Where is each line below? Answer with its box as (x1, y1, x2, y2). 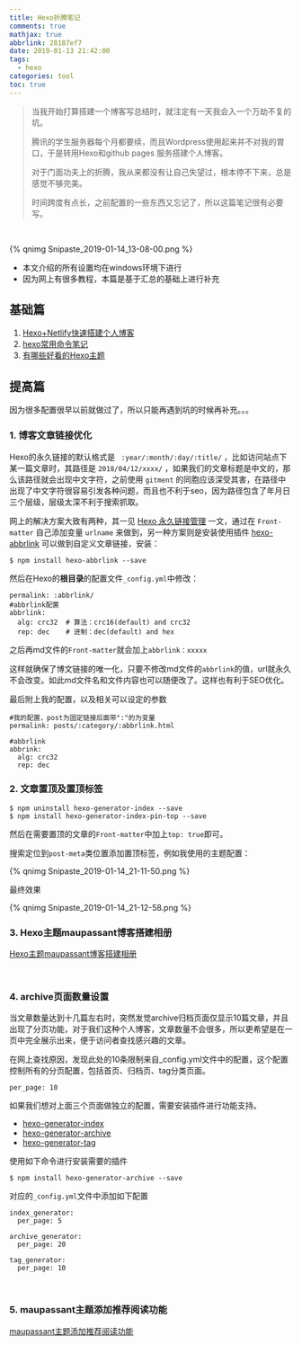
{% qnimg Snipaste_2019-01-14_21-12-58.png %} (9, 902, 191, 913)
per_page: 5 (17, 1216, 63, 1225)
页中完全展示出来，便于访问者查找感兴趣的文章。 (9, 1035, 191, 1046)
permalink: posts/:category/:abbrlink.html (9, 721, 175, 730)
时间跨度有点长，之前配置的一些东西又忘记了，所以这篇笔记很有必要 (31, 197, 284, 208)
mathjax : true (9, 30, 63, 39)
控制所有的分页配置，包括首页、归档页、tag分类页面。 (9, 1065, 211, 1076)
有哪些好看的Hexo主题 (22, 350, 105, 361)
